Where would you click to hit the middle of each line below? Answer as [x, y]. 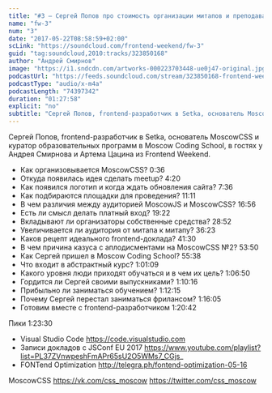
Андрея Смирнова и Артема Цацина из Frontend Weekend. [110, 154]
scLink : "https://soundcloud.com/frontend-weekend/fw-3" [106, 46]
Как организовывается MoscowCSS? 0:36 [92, 170]
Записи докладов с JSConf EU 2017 [81, 348]
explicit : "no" [34, 106]
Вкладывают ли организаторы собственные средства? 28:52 [126, 221]
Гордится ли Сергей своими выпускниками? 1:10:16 [109, 282]
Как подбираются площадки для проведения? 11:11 [108, 196]
